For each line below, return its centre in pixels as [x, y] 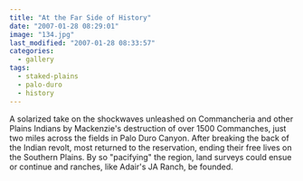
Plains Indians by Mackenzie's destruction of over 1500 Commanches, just [148, 128]
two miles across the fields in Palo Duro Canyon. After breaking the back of [149, 138]
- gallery [36, 59]
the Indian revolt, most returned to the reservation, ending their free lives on [151, 147]
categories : [32, 51]
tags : [19, 68]
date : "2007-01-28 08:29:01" [64, 26]
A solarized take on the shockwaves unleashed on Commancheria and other [151, 119]
